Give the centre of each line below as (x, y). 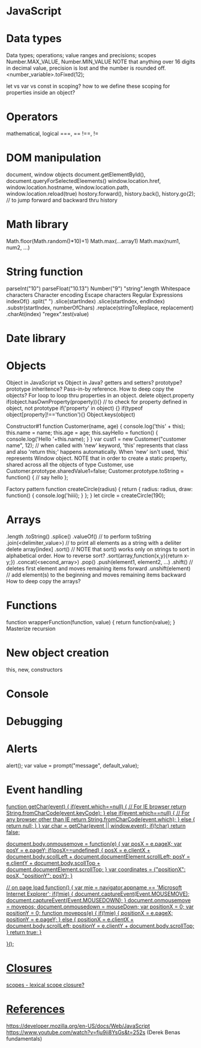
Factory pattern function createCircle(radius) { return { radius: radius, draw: (100, 489)
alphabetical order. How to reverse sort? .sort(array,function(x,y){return (94, 556)
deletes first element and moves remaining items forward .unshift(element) (98, 568)
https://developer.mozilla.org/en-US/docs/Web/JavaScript (78, 1026)
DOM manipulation (54, 158)
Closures (29, 968)
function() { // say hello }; (37, 477)
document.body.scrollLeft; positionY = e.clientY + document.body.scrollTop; (100, 926)
